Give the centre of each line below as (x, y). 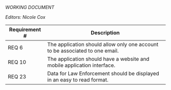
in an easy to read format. (78, 80)
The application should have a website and (98, 59)
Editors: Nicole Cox (25, 17)
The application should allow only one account (103, 44)
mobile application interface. (81, 65)
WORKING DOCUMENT (30, 7)
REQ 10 (17, 62)
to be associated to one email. (83, 51)
